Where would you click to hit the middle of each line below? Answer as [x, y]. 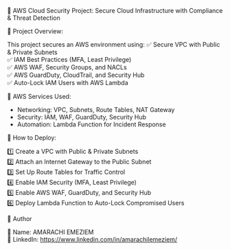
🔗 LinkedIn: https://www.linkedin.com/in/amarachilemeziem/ [92, 239]
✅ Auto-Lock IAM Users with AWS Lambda [68, 83]
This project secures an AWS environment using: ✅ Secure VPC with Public [114, 44]
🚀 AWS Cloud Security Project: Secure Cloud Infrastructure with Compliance [115, 11]
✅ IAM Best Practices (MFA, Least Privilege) [69, 59]
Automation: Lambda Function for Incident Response [91, 124]
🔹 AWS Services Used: [39, 96]
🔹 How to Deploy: [32, 138]
